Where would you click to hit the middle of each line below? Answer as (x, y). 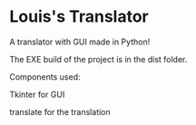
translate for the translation (60, 111)
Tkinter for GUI (37, 94)
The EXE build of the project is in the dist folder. (98, 59)
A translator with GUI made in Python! (80, 42)
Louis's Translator (79, 17)
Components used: (45, 77)
